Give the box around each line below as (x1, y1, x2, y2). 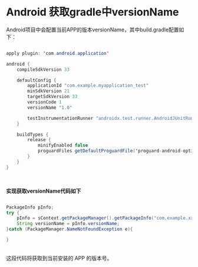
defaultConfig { (16, 77, 57, 83)
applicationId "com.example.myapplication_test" (27, 83, 149, 89)
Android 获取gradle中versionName (6, 5, 179, 19)
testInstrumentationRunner (27, 115, 94, 121)
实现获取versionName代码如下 (6, 187, 81, 194)
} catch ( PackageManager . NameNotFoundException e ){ (6, 226, 133, 232)
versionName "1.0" (27, 105, 72, 110)
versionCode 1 (27, 99, 62, 105)
